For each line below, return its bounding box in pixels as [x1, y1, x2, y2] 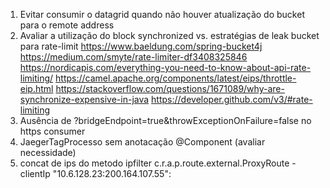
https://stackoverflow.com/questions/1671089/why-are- [55, 83, 285, 94]
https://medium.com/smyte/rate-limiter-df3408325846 [19, 51, 248, 63]
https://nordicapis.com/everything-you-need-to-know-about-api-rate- [19, 62, 312, 73]
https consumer [19, 125, 86, 137]
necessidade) [19, 147, 77, 158]
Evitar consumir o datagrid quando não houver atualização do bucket [19, 9, 305, 20]
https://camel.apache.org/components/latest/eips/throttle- [55, 72, 297, 84]
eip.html [19, 83, 54, 94]
